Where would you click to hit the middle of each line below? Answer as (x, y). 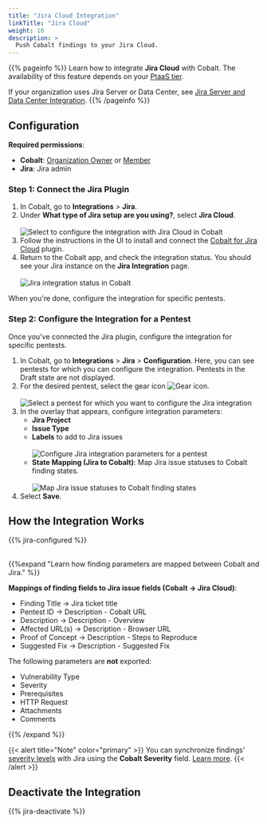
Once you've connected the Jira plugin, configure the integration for (120, 337)
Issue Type (50, 428)
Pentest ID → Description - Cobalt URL (83, 612)
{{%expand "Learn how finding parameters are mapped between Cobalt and (134, 564)
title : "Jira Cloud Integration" (64, 16)
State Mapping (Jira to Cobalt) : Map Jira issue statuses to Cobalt (139, 462)
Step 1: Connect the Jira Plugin (69, 189)
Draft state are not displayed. (67, 377)
